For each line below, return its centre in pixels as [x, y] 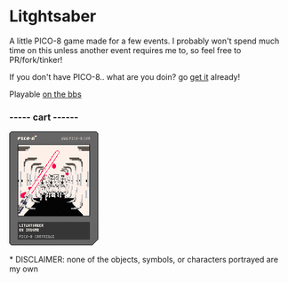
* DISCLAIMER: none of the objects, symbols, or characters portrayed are [144, 260]
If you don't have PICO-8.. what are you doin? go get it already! [125, 76]
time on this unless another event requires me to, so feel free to [125, 50]
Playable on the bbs [45, 94]
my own [24, 269]
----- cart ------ [44, 117]
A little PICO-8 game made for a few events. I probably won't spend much [144, 41]
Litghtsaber [53, 16]
